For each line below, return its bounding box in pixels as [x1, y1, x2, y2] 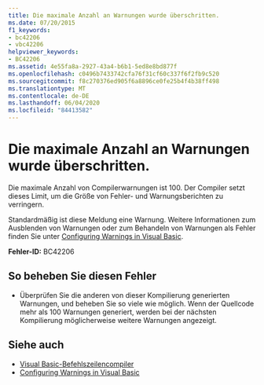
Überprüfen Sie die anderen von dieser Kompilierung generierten [19, 290, 230, 299]
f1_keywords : [8, 26, 51, 34]
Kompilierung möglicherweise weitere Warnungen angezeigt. [19, 315, 218, 324]
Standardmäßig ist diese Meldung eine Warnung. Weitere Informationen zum [8, 214, 256, 224]
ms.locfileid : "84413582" [8, 107, 93, 115]
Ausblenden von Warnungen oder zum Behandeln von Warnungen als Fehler [8, 223, 256, 233]
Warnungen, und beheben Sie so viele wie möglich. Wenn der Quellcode [19, 299, 255, 308]
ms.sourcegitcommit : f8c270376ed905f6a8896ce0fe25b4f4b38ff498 [8, 77, 220, 85]
